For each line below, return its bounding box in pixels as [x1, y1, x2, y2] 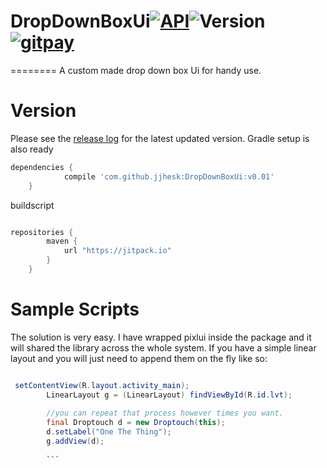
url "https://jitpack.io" [63, 246, 172, 256]
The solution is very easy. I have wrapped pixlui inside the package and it [10, 331, 312, 343]
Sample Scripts [10, 298, 140, 321]
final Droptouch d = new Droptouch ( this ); [46, 418, 226, 428]
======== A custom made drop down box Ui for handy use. [10, 64, 262, 76]
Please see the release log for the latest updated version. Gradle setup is [10, 132, 310, 144]
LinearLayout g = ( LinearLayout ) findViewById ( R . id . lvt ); [46, 390, 293, 400]
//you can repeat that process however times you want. [46, 408, 284, 419]
